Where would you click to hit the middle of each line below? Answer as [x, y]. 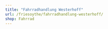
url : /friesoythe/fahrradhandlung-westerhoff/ [54, 14]
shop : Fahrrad [20, 19]
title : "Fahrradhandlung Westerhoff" [44, 10]
